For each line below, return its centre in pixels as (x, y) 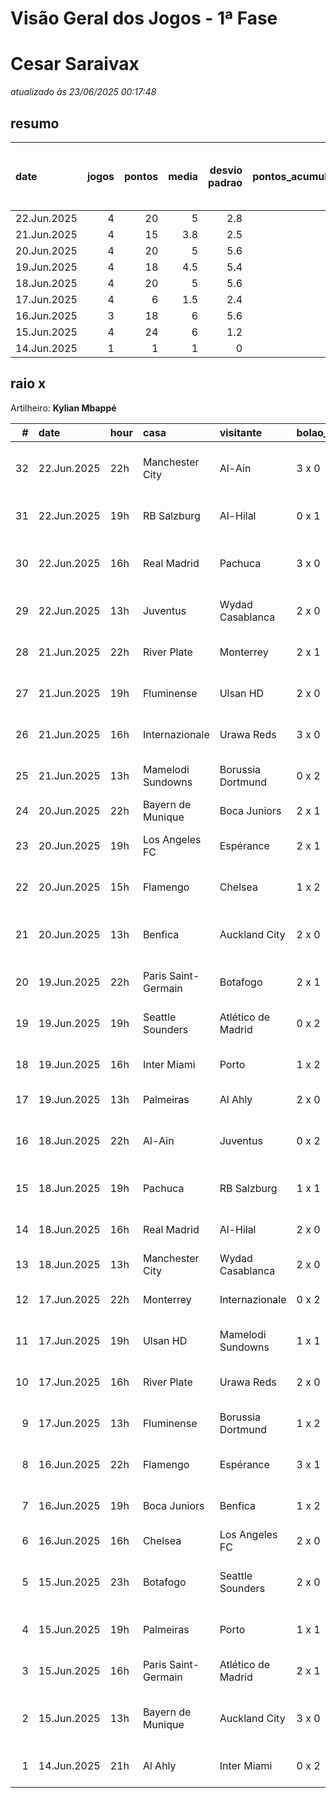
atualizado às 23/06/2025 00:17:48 (83, 92)
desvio (226, 170)
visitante (241, 432)
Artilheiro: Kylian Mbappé (63, 408)
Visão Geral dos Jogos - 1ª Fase (144, 18)
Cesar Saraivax (75, 64)
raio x (28, 383)
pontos (141, 176)
